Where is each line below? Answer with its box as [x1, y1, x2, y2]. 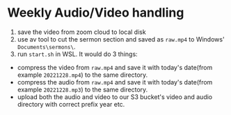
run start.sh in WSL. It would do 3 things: [17, 50, 138, 58]
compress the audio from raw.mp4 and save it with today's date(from [17, 78, 213, 86]
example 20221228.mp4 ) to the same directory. [17, 71, 148, 79]
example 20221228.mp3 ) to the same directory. [17, 85, 148, 94]
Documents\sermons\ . [17, 42, 76, 51]
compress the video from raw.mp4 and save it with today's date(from [17, 63, 213, 71]
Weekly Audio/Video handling [7, 5, 184, 21]
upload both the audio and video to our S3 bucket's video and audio [17, 92, 213, 101]
